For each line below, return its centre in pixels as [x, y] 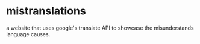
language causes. [28, 34]
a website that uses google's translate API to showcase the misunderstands [100, 28]
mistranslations [46, 11]
